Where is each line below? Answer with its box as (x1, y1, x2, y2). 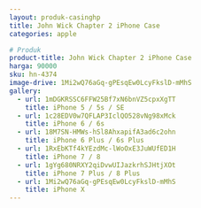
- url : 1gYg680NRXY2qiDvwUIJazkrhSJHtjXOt (17, 160, 176, 169)
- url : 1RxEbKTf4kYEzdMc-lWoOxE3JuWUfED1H (17, 144, 176, 153)
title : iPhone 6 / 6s (25, 119, 104, 128)
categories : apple (9, 29, 77, 38)
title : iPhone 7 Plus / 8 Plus (25, 169, 141, 178)
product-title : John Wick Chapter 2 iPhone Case (9, 54, 192, 63)
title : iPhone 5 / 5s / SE (25, 103, 125, 112)
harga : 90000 (9, 62, 58, 71)
